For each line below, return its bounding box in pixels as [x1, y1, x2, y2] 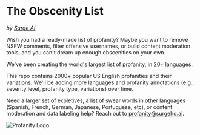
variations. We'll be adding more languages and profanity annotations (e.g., [6, 79, 195, 86]
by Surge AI [6, 24, 36, 31]
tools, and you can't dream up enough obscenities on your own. [6, 48, 166, 56]
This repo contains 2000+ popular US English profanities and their [6, 72, 172, 79]
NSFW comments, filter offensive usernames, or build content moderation [6, 42, 191, 50]
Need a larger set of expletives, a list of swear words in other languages [6, 97, 186, 104]
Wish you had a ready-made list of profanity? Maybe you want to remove [6, 36, 188, 43]
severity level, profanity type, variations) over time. [6, 85, 133, 92]
